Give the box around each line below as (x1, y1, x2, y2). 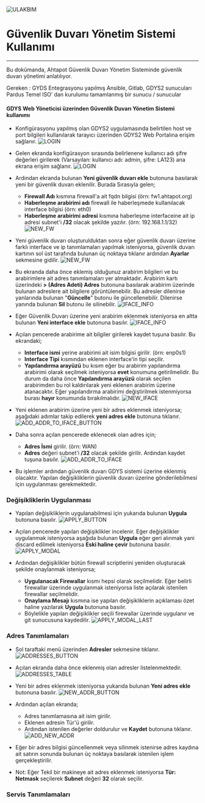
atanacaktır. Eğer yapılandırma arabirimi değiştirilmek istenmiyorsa (24, 388, 192, 395)
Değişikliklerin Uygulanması (6, 496, 92, 505)
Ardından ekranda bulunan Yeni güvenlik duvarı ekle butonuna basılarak (15, 175, 198, 182)
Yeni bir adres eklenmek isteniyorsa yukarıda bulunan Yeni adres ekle (15, 682, 191, 690)
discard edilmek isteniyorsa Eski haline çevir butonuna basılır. (15, 541, 171, 549)
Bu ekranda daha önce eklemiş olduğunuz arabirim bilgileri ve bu (15, 268, 179, 276)
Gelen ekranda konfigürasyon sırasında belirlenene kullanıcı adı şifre (15, 149, 187, 157)
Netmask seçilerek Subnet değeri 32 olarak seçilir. (15, 775, 144, 782)
